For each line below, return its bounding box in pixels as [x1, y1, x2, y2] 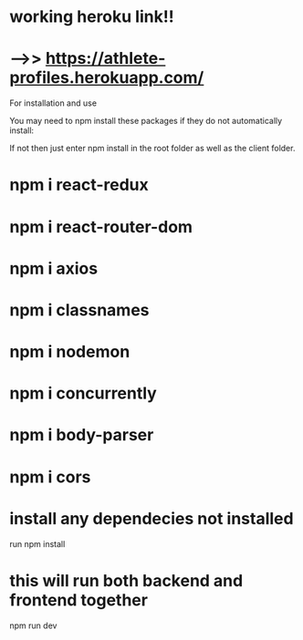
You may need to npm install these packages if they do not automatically [9, 116, 283, 127]
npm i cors [9, 467, 91, 487]
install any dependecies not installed [9, 508, 294, 529]
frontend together [9, 590, 149, 610]
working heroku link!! [9, 6, 175, 27]
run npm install [9, 538, 66, 549]
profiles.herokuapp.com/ [9, 67, 204, 88]
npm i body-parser [9, 425, 154, 446]
